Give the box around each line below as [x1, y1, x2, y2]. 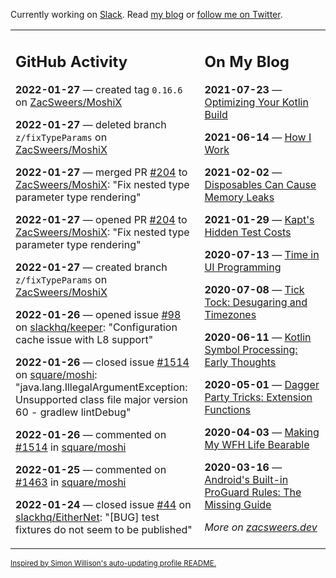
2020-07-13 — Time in [204, 247, 320, 261]
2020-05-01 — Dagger [204, 377, 320, 391]
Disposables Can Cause [204, 177, 317, 191]
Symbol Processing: [204, 342, 298, 356]
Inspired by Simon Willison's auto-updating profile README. [10, 558, 217, 568]
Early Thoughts [204, 355, 277, 369]
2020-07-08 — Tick [204, 282, 305, 296]
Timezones [204, 307, 257, 321]
